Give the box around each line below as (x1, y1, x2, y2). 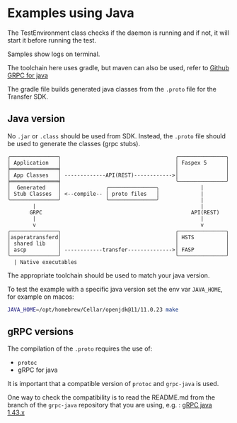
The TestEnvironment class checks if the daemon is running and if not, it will (7, 28, 230, 37)
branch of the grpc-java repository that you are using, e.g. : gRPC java (7, 401, 212, 410)
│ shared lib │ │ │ (7, 240, 230, 247)
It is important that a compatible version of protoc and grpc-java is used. (7, 380, 219, 388)
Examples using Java (7, 5, 134, 21)
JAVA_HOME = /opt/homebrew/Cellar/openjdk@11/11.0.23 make (7, 306, 179, 313)
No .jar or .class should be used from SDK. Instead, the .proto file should (7, 131, 226, 140)
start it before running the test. (7, 35, 97, 44)
